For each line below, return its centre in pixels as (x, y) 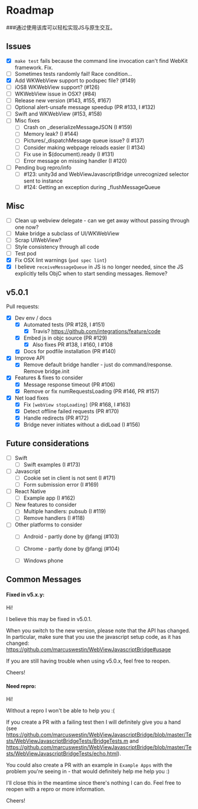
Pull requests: (23, 306)
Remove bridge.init (46, 372)
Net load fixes (32, 398)
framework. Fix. (34, 67)
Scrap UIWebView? (38, 240)
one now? (27, 227)
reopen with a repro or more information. (56, 789)
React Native (30, 491)
